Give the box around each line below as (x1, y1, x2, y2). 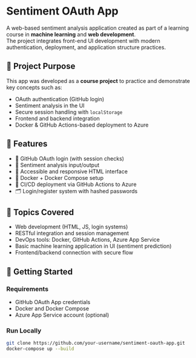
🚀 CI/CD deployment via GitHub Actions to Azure (15, 181, 137, 188)
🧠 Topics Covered (6, 207, 74, 217)
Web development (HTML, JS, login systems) (15, 223, 128, 231)
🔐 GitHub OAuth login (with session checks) (15, 154, 125, 162)
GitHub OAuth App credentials (15, 299, 91, 306)
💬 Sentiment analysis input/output (15, 161, 100, 168)
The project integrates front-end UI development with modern (6, 37, 160, 44)
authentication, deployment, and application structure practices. (6, 44, 166, 51)
